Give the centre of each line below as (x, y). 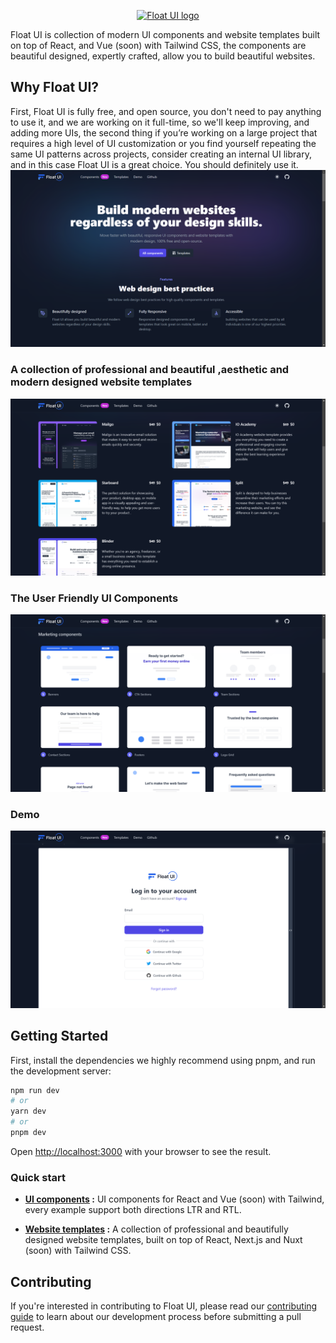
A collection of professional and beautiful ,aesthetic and (150, 370)
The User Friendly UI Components (94, 598)
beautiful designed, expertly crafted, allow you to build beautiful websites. (163, 56)
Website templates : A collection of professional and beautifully (156, 1229)
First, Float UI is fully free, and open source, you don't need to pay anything (166, 111)
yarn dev (28, 1111)
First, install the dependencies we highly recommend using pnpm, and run (163, 1060)
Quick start (38, 1177)
